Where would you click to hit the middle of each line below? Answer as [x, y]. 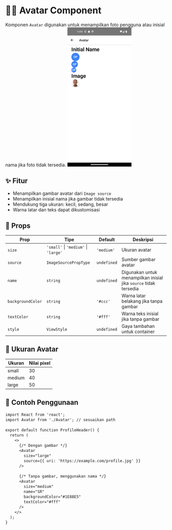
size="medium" [39, 487]
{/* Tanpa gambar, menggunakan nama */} [62, 477]
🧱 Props [18, 226]
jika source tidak [138, 283]
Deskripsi [143, 239]
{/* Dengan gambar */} [43, 446]
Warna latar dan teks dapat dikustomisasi [56, 209]
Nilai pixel [40, 363]
